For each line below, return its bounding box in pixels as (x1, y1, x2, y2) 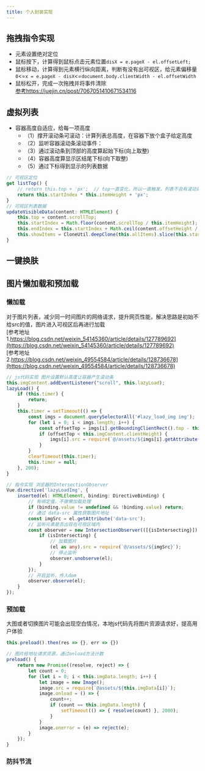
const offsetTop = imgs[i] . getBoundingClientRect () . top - (38, 425, 190, 431)
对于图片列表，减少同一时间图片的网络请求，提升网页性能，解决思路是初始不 (6, 313, 199, 320)
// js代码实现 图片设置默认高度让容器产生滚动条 (6, 374, 114, 380)
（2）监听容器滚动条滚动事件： (24, 140, 103, 147)
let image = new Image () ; (38, 679, 105, 686)
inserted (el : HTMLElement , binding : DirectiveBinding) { (17, 493, 165, 499)
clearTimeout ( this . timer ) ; (28, 454, 97, 460)
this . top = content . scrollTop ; (17, 214, 97, 220)
